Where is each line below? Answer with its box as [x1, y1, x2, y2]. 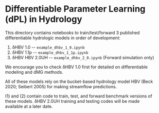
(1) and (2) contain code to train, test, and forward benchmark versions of [5, 93, 152, 99]
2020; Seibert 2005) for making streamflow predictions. [5, 83, 117, 89]
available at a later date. [5, 103, 53, 109]
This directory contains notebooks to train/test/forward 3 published [5, 30, 140, 35]
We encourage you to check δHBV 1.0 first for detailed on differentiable [5, 64, 148, 70]
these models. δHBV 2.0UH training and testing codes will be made [5, 98, 140, 104]
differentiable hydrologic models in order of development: [5, 35, 121, 41]
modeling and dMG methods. [5, 69, 63, 75]
